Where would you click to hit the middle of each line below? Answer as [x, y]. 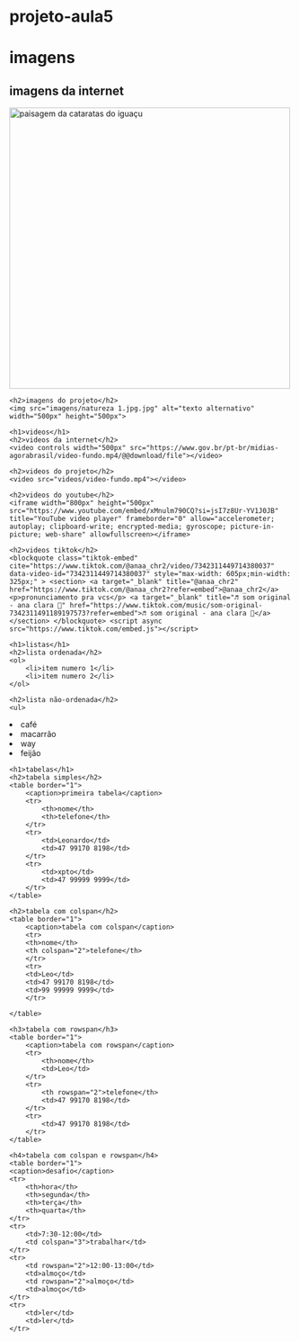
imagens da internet [66, 90]
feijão [31, 753]
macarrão [39, 734]
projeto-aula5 [62, 17]
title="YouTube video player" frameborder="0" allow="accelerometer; [142, 519]
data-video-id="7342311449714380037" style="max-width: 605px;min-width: [150, 574]
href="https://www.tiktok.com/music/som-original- [166, 606]
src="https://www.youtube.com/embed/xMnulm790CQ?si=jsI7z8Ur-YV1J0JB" [144, 511]
